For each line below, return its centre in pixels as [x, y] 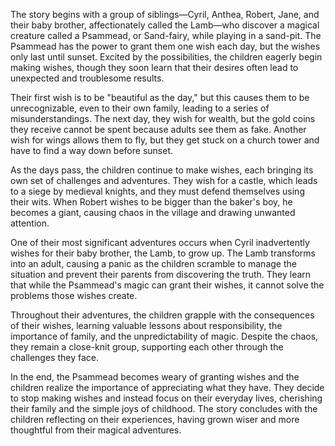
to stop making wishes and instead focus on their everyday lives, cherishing [166, 398]
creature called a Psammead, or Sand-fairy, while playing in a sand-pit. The [166, 35]
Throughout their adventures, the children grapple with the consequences [162, 315]
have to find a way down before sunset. [91, 150]
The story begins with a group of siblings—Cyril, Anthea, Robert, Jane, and [165, 14]
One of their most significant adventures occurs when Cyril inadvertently [160, 242]
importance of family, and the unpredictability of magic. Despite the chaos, [164, 336]
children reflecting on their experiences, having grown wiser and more [155, 419]
